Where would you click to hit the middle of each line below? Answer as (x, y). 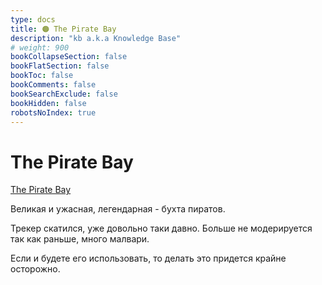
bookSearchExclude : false (64, 94)
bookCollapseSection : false (69, 57)
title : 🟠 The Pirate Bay (63, 29)
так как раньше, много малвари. (80, 239)
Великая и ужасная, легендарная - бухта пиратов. (118, 209)
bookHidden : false (48, 103)
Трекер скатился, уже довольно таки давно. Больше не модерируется (161, 228)
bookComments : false (53, 85)
